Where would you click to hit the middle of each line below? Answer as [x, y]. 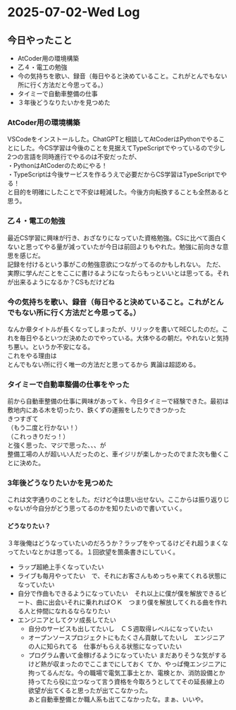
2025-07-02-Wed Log [74, 12]
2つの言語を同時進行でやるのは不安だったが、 [74, 157]
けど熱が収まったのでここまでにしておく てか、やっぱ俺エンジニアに [127, 663]
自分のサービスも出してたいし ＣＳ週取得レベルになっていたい [120, 628]
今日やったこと [40, 40]
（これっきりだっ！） [38, 437]
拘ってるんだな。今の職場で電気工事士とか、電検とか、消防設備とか [126, 673]
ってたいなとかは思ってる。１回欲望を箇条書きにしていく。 [93, 552]
